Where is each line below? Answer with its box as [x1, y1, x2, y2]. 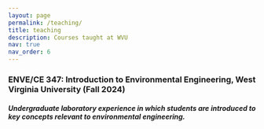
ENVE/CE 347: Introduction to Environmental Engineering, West [8, 74, 256, 85]
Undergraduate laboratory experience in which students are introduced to [8, 103, 256, 112]
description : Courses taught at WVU [8, 33, 128, 42]
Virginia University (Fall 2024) [8, 83, 126, 94]
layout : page [8, 11, 51, 20]
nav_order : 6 [8, 48, 51, 56]
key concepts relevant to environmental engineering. [8, 112, 186, 121]
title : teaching [8, 26, 61, 34]
